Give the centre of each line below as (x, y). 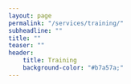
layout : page (30, 16)
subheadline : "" (35, 30)
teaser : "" (27, 46)
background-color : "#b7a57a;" (74, 68)
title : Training (50, 61)
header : (21, 53)
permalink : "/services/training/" (66, 23)
